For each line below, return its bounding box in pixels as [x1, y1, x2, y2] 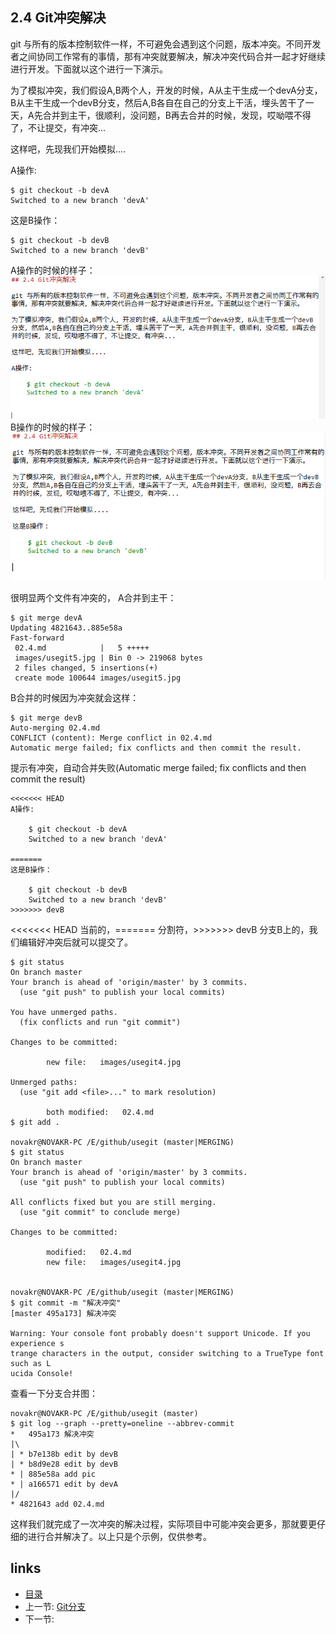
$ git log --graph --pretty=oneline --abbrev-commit [10, 1419, 235, 1429]
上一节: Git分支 [24, 1600, 87, 1612]
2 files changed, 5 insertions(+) [14, 663, 159, 673]
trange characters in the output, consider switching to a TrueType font [10, 1349, 325, 1359]
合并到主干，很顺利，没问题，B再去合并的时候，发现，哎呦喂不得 [42, 109, 312, 121]
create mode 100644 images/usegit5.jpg [14, 673, 182, 683]
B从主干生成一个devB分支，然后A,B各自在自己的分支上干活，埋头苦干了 [10, 96, 306, 108]
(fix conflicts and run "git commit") [19, 1018, 182, 1028]
